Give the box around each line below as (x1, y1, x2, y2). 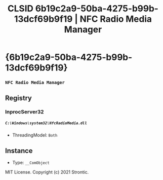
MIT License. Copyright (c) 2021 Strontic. (5, 169, 89, 175)
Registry (5, 94, 32, 102)
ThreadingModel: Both (12, 132, 58, 138)
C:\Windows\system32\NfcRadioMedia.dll (5, 121, 87, 126)
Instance (5, 146, 33, 155)
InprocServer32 (5, 108, 44, 115)
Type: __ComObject (12, 160, 50, 166)
